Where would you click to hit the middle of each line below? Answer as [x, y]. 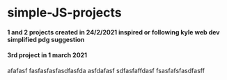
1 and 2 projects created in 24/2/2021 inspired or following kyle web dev [113, 32]
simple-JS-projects [64, 13]
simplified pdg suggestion [46, 39]
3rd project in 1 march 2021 [47, 55]
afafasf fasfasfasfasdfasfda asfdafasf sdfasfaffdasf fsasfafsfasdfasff [106, 70]
